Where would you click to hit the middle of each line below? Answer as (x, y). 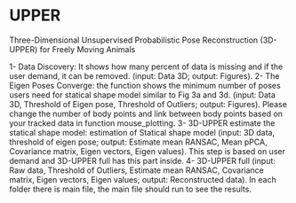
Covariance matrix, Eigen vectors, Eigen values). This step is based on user (148, 151)
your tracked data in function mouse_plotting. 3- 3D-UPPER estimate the (142, 123)
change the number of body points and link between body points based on (146, 113)
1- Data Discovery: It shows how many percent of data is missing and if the (146, 66)
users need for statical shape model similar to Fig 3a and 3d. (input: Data (142, 95)
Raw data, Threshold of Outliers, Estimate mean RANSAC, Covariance (136, 170)
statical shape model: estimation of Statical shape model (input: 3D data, (142, 132)
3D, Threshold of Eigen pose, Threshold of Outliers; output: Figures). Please (148, 104)
